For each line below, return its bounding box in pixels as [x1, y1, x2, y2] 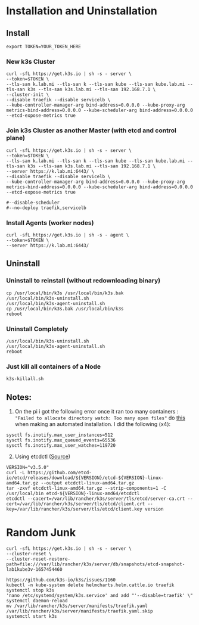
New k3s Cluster [6, 57, 55, 66]
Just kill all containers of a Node [6, 362, 101, 371]
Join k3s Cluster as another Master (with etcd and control [6, 126, 177, 135]
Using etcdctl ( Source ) [14, 453, 70, 460]
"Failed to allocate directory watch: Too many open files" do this [14, 414, 186, 421]
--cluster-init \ [6, 92, 49, 98]
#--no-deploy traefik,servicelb [6, 204, 86, 211]
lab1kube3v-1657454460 [6, 566, 63, 573]
